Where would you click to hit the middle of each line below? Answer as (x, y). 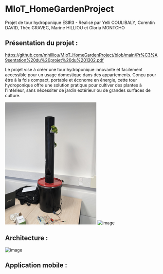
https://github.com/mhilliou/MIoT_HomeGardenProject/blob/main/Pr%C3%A (81, 55)
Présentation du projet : (42, 43)
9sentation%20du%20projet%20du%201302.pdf (54, 60)
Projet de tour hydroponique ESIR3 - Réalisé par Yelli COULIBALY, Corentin (80, 22)
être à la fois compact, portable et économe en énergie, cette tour (71, 80)
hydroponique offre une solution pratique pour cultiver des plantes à (73, 85)
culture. (13, 95)
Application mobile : (36, 265)
